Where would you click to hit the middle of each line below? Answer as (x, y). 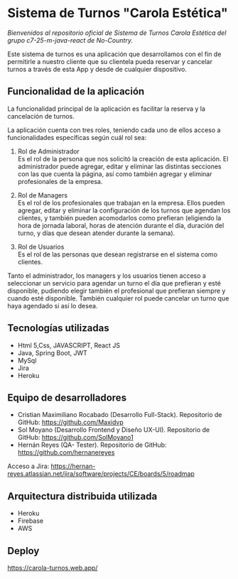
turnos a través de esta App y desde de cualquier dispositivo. (97, 69)
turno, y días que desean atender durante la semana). (96, 233)
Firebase (31, 521)
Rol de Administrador (48, 151)
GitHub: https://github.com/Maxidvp (71, 422)
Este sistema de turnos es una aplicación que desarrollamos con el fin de (114, 54)
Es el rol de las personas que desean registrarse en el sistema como (118, 254)
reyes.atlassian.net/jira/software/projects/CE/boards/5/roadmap (101, 474)
